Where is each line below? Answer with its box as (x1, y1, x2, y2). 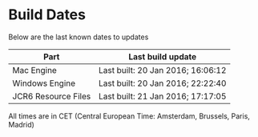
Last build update (128, 50, 197, 62)
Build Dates (8, 6, 87, 24)
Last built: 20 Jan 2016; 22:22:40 (99, 78, 227, 89)
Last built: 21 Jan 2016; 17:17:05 (99, 91, 227, 102)
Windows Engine (12, 78, 76, 89)
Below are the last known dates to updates (8, 32, 149, 42)
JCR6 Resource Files (12, 91, 91, 102)
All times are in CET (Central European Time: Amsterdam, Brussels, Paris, (8, 111, 251, 121)
